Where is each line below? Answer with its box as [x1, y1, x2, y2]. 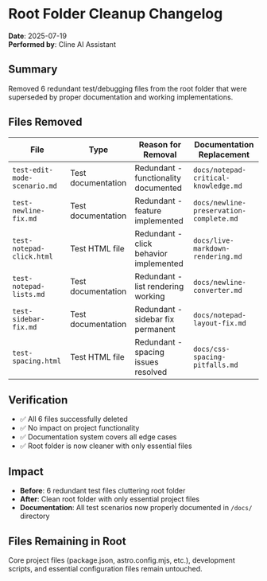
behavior [134, 248, 168, 259]
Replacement [198, 149, 250, 160]
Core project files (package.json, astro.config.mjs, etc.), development [8, 556, 236, 565]
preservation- [193, 206, 246, 215]
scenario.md [12, 181, 58, 190]
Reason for [138, 138, 181, 150]
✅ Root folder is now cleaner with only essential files [19, 441, 192, 450]
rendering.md [193, 252, 242, 261]
